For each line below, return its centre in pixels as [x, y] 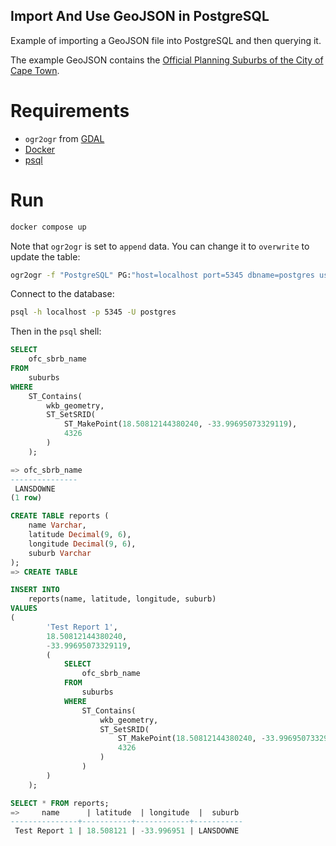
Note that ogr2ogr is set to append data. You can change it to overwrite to [160, 246]
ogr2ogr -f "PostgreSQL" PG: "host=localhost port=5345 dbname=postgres [162, 275]
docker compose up [48, 227]
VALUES [24, 609]
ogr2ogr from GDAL [64, 138]
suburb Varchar [60, 553]
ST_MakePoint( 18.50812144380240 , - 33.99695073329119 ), [180, 424]
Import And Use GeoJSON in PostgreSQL [140, 16]
